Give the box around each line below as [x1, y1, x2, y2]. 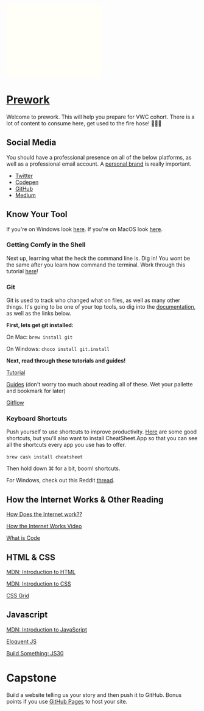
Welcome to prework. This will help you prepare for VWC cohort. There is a [6, 113, 195, 120]
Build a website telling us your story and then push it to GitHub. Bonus [6, 691, 182, 698]
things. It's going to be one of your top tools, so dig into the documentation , [6, 303, 196, 311]
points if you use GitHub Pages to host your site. [6, 698, 128, 705]
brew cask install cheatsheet [6, 454, 83, 460]
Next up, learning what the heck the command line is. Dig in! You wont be [6, 254, 191, 262]
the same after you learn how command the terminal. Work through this [6, 261, 186, 268]
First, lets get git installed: [6, 322, 74, 329]
